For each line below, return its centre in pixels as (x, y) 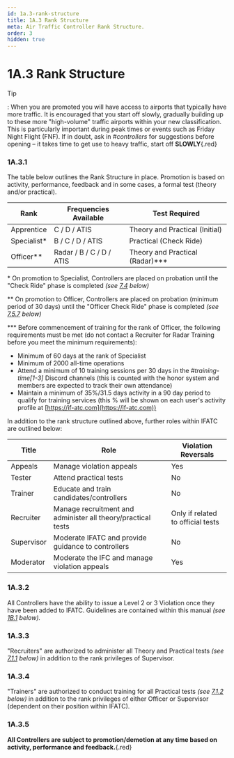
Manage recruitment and (94, 509)
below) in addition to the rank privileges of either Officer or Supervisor (108, 699)
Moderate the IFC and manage (103, 558)
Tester (21, 478)
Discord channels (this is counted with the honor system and (132, 378)
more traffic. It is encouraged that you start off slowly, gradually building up (116, 114)
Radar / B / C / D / (83, 252)
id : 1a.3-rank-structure (43, 14)
